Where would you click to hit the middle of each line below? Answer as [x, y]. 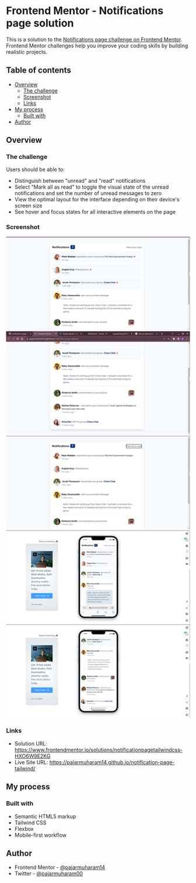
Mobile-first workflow [41, 835]
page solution [40, 23]
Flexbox [24, 829]
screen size [28, 206]
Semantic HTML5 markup [45, 816]
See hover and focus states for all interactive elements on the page [95, 212]
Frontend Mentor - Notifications [85, 11]
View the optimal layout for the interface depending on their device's [97, 200]
